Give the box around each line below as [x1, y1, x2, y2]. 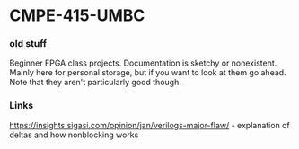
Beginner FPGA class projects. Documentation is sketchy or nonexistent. [9, 57, 277, 68]
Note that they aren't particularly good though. [9, 77, 181, 88]
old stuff [9, 38, 48, 50]
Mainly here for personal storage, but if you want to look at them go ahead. [9, 67, 286, 78]
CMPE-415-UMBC [9, 5, 145, 26]
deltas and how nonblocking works [9, 129, 139, 140]
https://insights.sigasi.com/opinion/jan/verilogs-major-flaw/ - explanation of [9, 119, 290, 130]
